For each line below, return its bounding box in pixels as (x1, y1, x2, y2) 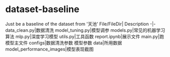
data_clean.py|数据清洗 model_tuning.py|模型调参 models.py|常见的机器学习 (5, 27, 165, 33)
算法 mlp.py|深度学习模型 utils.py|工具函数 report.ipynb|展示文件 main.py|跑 (5, 33, 164, 39)
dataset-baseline (5, 4, 80, 15)
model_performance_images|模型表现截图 (5, 46, 94, 52)
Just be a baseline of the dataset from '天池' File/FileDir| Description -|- (5, 21, 156, 27)
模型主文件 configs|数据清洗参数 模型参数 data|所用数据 (5, 39, 123, 46)
